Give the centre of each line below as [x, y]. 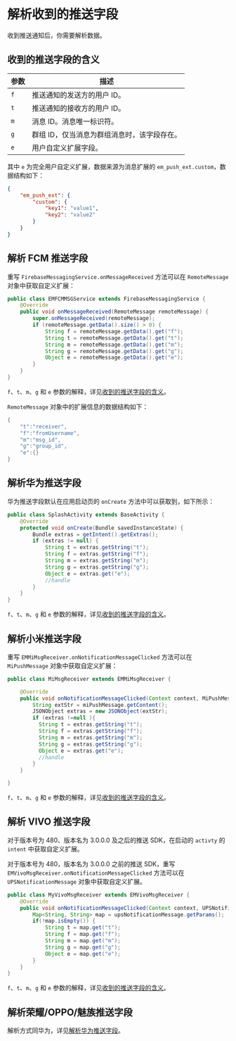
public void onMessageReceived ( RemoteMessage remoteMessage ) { [114, 312]
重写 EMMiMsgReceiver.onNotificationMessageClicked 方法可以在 [100, 657]
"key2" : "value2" [70, 215]
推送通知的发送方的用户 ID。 [79, 94]
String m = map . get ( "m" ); [83, 941]
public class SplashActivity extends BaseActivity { [86, 515]
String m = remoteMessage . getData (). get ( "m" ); [114, 345]
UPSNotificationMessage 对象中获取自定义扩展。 [77, 881]
